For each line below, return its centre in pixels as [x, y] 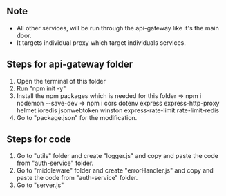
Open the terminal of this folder [61, 81]
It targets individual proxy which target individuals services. [101, 42]
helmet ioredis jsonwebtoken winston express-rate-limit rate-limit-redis [117, 110]
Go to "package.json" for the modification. [77, 117]
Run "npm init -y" [41, 88]
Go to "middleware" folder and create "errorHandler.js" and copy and [115, 170]
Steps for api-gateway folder [70, 65]
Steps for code [39, 140]
